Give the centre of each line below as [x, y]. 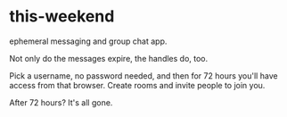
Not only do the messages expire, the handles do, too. [109, 58]
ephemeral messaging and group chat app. [88, 41]
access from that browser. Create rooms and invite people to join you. [137, 85]
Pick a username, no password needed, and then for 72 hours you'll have [143, 75]
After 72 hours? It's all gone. [61, 102]
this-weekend [62, 17]
